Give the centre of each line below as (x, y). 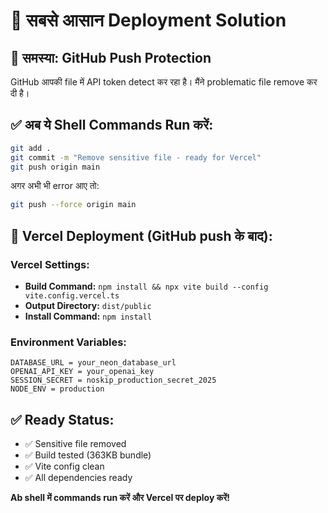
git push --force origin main (73, 205)
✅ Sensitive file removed (75, 444)
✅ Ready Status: (62, 419)
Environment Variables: (68, 342)
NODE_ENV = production (57, 389)
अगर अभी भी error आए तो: (55, 186)
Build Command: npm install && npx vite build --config (146, 286)
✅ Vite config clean (64, 466)
